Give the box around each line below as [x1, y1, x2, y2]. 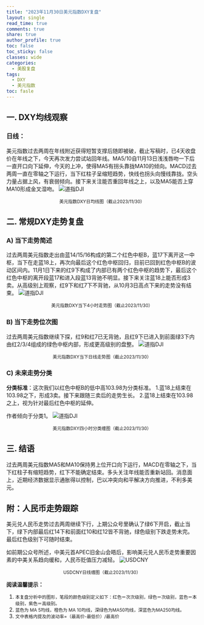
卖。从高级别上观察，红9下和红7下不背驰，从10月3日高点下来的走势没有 [6, 281, 186, 289]
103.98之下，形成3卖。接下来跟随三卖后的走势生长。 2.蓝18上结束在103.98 [6, 391, 193, 399]
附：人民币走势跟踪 [6, 503, 78, 514]
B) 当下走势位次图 [6, 318, 58, 327]
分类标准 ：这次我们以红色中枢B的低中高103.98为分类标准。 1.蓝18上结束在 [6, 384, 192, 391]
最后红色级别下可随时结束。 [6, 535, 76, 543]
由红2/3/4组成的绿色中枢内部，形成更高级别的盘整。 [6, 341, 138, 348]
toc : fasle [6, 88, 34, 94]
